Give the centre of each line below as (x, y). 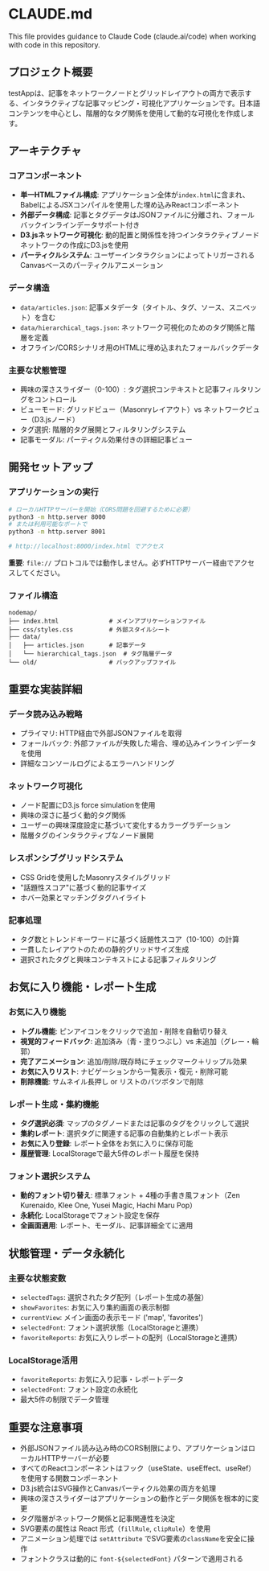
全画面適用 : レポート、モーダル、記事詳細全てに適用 (106, 1226)
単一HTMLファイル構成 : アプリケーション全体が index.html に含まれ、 (134, 195)
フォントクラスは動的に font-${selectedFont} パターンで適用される (131, 1559)
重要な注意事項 (45, 1427)
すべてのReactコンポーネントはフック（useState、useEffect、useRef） (138, 1468)
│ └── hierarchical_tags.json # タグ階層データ (90, 654)
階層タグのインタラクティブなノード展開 (87, 835)
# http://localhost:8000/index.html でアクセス (86, 547)
